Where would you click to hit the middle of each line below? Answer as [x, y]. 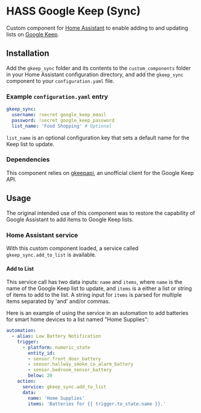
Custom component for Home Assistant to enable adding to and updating [97, 28]
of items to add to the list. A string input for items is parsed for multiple [94, 295]
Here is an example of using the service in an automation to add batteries [97, 313]
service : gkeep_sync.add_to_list [64, 387]
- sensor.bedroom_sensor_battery [70, 370]
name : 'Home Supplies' [56, 398]
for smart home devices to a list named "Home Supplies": [78, 320]
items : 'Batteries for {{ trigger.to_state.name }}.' [97, 404]
